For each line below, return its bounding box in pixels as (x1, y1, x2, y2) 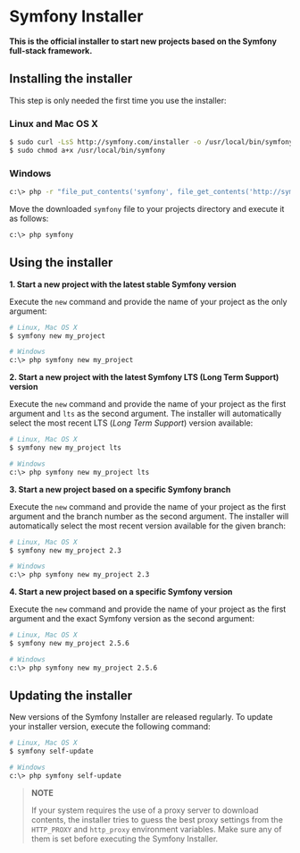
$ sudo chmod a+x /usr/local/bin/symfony (9, 146, 166, 155)
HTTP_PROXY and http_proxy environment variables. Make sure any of (30, 823, 282, 834)
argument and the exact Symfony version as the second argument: (9, 613, 254, 624)
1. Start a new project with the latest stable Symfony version (9, 279, 237, 290)
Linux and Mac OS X (9, 117, 98, 130)
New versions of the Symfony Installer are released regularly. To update (9, 712, 273, 722)
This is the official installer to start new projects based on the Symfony (9, 36, 278, 46)
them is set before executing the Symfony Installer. (30, 833, 219, 844)
